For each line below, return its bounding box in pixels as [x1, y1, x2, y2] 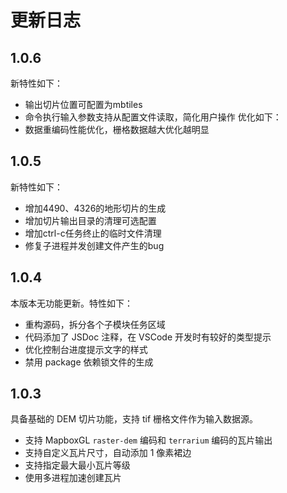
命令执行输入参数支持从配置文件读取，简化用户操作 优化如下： [24, 111, 282, 123]
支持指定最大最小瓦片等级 [24, 459, 131, 471]
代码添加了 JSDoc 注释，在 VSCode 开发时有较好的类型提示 [24, 331, 272, 343]
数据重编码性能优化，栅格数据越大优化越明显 [24, 124, 210, 135]
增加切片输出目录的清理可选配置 [24, 214, 157, 226]
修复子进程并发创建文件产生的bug [24, 239, 165, 251]
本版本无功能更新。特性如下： [10, 297, 133, 309]
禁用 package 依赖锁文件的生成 [24, 356, 154, 368]
